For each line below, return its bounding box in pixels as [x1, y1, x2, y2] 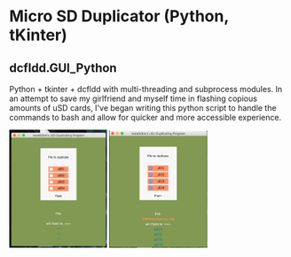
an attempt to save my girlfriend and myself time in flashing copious [9, 93, 257, 104]
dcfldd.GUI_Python [9, 60, 117, 75]
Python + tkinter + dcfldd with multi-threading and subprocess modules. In [9, 84, 283, 94]
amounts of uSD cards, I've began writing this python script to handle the [9, 103, 277, 113]
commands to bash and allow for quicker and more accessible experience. [9, 113, 282, 122]
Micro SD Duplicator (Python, [9, 6, 229, 27]
